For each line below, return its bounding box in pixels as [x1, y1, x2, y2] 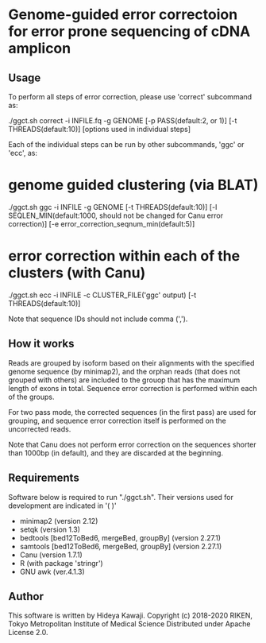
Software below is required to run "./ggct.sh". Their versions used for [8, 492, 234, 502]
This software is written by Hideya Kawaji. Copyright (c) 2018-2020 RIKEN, [8, 610, 253, 621]
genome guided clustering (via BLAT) [8, 176, 259, 194]
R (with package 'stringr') [19, 558, 103, 567]
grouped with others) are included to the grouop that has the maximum [8, 375, 241, 385]
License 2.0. [8, 628, 48, 637]
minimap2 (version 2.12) [19, 516, 98, 525]
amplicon [8, 40, 71, 57]
